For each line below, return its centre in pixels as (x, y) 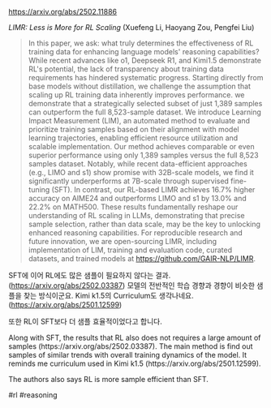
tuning (39, 189)
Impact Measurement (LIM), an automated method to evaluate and (139, 120)
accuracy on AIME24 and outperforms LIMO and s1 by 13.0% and (138, 198)
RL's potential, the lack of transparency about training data (126, 69)
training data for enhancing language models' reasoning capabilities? (144, 52)
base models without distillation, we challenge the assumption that (140, 86)
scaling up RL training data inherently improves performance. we (136, 95)
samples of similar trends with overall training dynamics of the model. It (128, 355)
